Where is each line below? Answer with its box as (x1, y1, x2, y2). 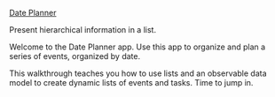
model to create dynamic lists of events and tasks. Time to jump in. (9, 78, 254, 87)
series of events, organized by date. (9, 51, 140, 61)
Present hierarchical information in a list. (9, 25, 157, 34)
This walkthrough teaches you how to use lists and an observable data (9, 68, 268, 78)
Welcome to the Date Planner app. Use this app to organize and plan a (9, 41, 266, 52)
